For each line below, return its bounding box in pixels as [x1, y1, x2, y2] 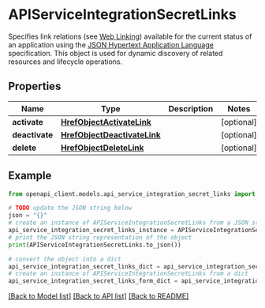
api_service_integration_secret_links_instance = [8, 227, 175, 235]
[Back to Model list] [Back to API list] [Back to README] [8, 291, 189, 301]
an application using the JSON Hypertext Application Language [8, 39, 215, 49]
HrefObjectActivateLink [60, 116, 151, 127]
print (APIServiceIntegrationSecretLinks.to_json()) [8, 241, 181, 249]
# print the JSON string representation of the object [8, 233, 192, 242]
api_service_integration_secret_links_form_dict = [8, 277, 178, 285]
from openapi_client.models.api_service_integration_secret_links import [8, 190, 256, 198]
